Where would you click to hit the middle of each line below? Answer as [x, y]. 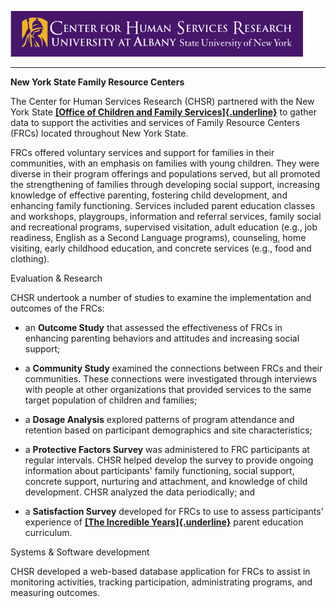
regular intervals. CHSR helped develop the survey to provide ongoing [169, 460]
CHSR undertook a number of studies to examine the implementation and [161, 297]
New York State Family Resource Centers [97, 82]
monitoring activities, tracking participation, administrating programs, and [161, 582]
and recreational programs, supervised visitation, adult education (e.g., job [164, 227]
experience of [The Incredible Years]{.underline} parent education [164, 522]
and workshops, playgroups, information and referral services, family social [166, 216]
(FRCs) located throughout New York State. [99, 133]
